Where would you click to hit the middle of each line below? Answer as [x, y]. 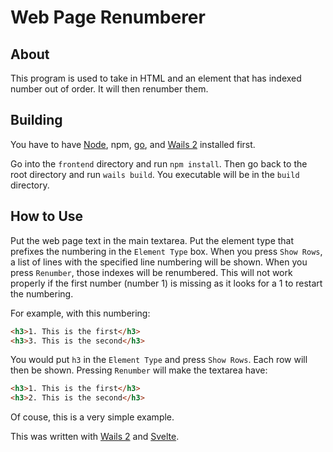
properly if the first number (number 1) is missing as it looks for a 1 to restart [166, 283]
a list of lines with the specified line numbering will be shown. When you [159, 262]
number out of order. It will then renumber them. [109, 89]
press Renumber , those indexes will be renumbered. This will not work [151, 272]
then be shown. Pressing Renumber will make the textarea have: [139, 370]
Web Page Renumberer [108, 17]
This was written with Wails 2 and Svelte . [95, 437]
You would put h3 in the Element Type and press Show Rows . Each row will [159, 360]
